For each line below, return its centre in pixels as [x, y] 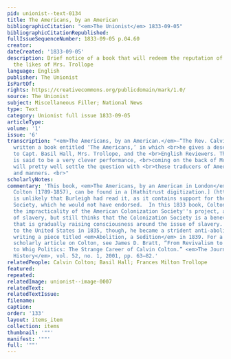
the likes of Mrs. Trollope [54, 65]
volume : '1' [24, 128]
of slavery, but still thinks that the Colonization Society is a [110, 218]
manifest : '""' [29, 339]
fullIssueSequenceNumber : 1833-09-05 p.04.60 [73, 39]
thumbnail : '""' [30, 333]
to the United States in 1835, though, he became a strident [103, 231]
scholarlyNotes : [30, 179]
